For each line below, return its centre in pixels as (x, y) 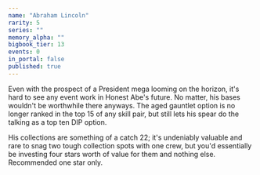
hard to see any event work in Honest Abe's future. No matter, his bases (124, 97)
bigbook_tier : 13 (36, 45)
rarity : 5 (24, 23)
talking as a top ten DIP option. (58, 122)
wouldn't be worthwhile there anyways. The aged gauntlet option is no (122, 105)
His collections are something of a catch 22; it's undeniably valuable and (125, 137)
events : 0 (24, 52)
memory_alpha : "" (36, 37)
